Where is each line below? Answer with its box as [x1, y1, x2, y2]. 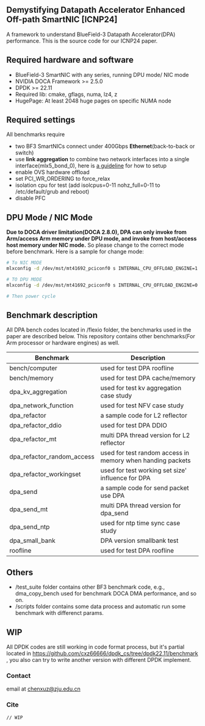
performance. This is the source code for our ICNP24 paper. [6, 37, 158, 45]
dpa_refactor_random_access [9, 452, 95, 461]
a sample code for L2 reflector [100, 412, 187, 420]
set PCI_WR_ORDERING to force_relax [15, 175, 110, 183]
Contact [6, 671, 31, 680]
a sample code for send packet [100, 484, 189, 492]
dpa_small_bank [9, 537, 56, 545]
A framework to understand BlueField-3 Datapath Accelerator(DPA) [6, 31, 176, 38]
